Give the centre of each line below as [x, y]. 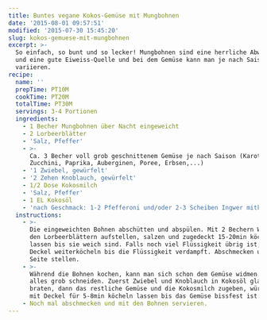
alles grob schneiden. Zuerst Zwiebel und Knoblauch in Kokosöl [138, 281]
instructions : [39, 215]
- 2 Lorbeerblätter [55, 133]
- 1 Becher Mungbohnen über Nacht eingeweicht [101, 126]
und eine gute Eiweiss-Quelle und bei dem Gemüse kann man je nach [130, 60]
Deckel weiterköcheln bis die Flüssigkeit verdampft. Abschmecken [141, 252]
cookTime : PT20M [42, 97]
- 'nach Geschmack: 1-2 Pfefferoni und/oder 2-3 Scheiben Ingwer [133, 207]
